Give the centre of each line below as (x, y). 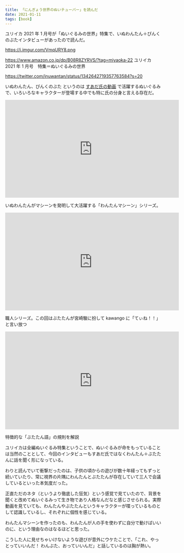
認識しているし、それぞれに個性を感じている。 (61, 512)
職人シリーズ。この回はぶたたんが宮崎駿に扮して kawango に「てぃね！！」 (83, 318)
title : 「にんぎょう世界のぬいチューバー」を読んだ (52, 10)
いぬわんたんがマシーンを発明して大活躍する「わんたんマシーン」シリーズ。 (83, 205)
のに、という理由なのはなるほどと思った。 (49, 529)
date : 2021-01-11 (23, 14)
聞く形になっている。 (44, 460)
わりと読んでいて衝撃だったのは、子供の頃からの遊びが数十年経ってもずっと (83, 471)
